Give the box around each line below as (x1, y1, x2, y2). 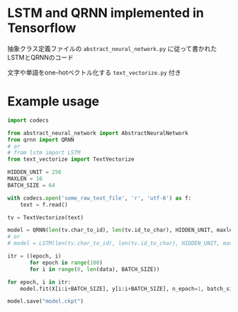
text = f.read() (20, 201, 69, 208)
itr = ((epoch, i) (7, 253, 62, 260)
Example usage (7, 93, 100, 110)
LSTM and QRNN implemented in (7, 5, 204, 21)
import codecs (7, 117, 50, 124)
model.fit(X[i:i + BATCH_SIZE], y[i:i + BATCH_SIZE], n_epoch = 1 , (20, 285, 204, 292)
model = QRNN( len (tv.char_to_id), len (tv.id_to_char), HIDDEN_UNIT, (7, 226, 214, 234)
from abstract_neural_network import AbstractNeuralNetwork (7, 129, 189, 137)
